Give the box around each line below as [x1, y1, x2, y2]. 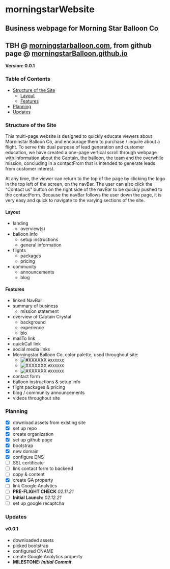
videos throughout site [12, 395, 60, 401]
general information [20, 242, 62, 248]
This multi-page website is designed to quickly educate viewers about [5, 133, 153, 139]
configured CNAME [12, 548, 54, 554]
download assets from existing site [12, 419, 86, 426]
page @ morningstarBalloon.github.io [5, 49, 128, 58]
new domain [12, 448, 39, 454]
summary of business [12, 303, 59, 309]
